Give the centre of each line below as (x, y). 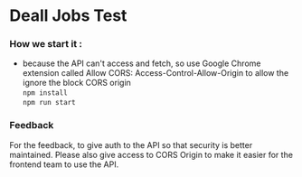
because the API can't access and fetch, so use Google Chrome (142, 63)
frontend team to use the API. (64, 164)
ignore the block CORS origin (76, 83)
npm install (45, 93)
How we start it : (46, 44)
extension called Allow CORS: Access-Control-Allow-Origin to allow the (156, 73)
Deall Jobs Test (68, 16)
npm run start (49, 103)
